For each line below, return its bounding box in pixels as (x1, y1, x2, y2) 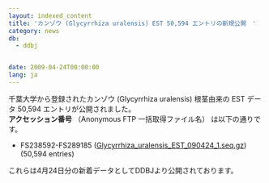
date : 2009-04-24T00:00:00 (8, 64, 100, 72)
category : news (8, 27, 60, 35)
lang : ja (8, 71, 38, 79)
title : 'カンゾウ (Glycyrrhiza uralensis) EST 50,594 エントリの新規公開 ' (8, 19, 257, 27)
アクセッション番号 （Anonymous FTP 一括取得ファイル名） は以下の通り (8, 114, 254, 123)
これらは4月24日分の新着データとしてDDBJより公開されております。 (8, 165, 238, 175)
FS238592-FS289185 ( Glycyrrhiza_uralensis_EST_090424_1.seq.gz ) (19, 140, 247, 150)
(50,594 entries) (19, 148, 75, 158)
